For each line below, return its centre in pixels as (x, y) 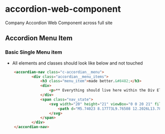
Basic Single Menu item (34, 52)
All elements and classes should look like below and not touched (78, 63)
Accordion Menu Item (39, 38)
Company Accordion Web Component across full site (59, 23)
